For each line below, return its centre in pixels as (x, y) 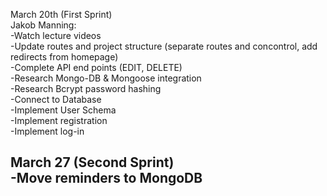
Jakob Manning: (43, 25)
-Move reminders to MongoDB (106, 178)
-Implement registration (59, 120)
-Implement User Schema (63, 110)
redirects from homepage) (64, 57)
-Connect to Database (56, 99)
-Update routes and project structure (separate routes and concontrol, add (164, 46)
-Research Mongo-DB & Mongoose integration (106, 78)
